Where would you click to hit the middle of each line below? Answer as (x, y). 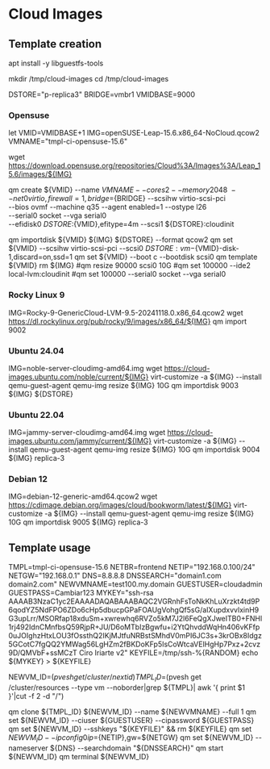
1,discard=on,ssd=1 (40, 257)
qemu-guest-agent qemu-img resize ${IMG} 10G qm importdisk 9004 (145, 449)
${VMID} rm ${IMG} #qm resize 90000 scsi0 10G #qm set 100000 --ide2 (130, 265)
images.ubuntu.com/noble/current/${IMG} (79, 377)
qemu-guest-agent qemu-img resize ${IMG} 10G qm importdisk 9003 (124, 385)
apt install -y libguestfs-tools (56, 63)
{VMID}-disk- (217, 249)
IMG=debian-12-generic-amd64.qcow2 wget (83, 496)
